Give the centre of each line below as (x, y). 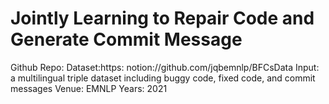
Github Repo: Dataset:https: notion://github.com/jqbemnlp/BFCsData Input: (165, 67)
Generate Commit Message (126, 39)
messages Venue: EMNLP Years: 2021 (89, 88)
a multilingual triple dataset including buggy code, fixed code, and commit (163, 78)
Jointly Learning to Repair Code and (162, 18)
